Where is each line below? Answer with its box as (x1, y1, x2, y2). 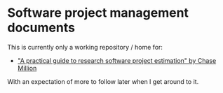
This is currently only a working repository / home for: (7, 43, 163, 51)
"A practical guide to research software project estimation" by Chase (17, 56, 217, 64)
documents (7, 20, 76, 36)
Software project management (7, 5, 189, 21)
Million (17, 64, 37, 72)
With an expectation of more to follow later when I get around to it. (7, 77, 199, 85)
